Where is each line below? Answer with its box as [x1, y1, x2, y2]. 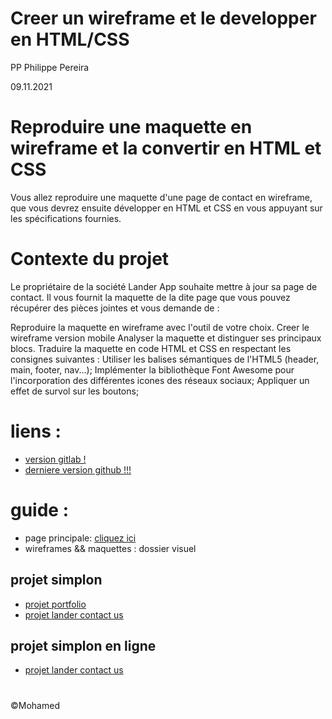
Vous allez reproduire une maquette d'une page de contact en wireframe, [10, 191, 313, 203]
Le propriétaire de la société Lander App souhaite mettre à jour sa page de [10, 280, 318, 292]
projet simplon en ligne [10, 637, 157, 654]
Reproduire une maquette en [10, 116, 253, 139]
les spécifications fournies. [10, 212, 122, 224]
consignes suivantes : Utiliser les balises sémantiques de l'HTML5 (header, [10, 353, 320, 365]
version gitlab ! [24, 453, 87, 465]
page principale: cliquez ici [24, 532, 137, 544]
